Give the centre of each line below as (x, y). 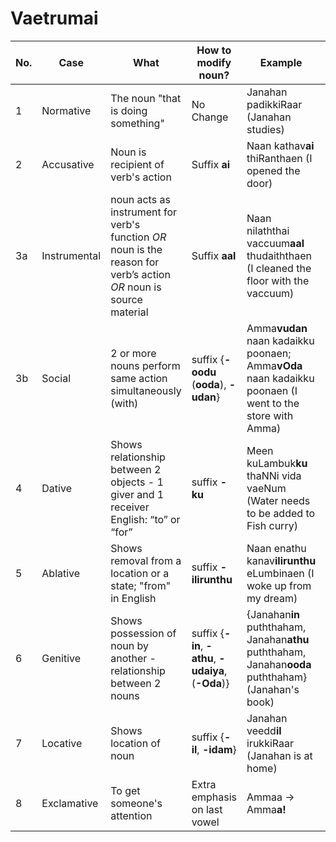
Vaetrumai (54, 18)
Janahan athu (278, 639)
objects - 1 (137, 482)
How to (214, 50)
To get (125, 790)
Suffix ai (211, 164)
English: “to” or (145, 519)
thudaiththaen (279, 255)
